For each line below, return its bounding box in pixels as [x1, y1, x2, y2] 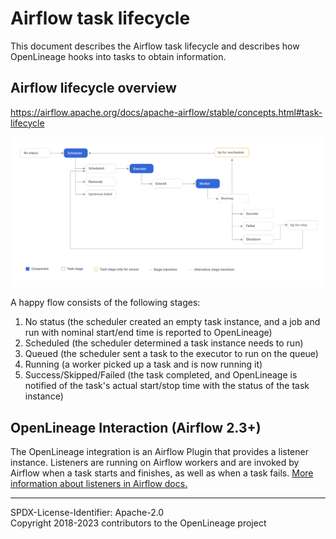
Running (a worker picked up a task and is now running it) [24, 358, 263, 371]
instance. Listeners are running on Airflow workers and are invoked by [10, 457, 300, 469]
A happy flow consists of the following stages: [10, 297, 201, 309]
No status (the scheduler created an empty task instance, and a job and [24, 316, 321, 328]
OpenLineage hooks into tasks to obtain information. [10, 50, 227, 62]
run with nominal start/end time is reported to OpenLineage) [24, 327, 273, 339]
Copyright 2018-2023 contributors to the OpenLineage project [10, 517, 267, 529]
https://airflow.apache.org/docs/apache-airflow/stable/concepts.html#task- [10, 106, 323, 118]
